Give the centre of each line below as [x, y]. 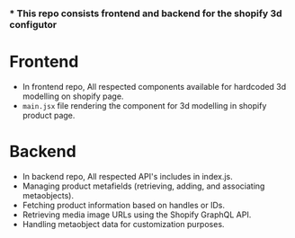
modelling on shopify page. [73, 96]
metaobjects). [48, 195]
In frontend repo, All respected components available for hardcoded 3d [154, 86]
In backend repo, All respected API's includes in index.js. [128, 176]
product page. [49, 115]
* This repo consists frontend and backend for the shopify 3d [146, 13]
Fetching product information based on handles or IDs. [123, 205]
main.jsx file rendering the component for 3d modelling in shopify [144, 105]
